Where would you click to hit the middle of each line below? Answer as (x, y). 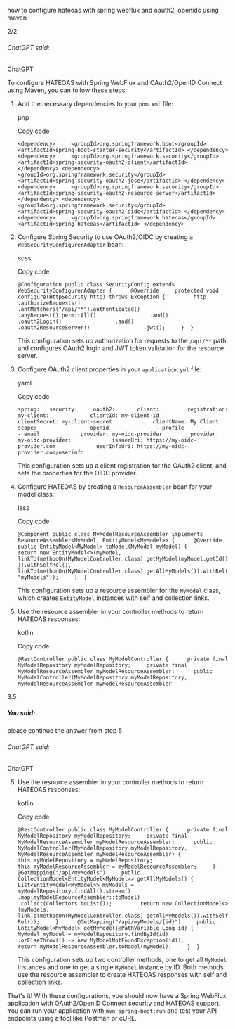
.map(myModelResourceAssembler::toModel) (79, 897)
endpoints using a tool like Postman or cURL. (72, 1018)
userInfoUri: (115, 447)
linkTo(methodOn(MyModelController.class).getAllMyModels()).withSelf (123, 916)
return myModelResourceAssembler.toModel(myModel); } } (109, 947)
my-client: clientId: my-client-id (88, 416)
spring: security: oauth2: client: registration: (123, 410)
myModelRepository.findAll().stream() (74, 891)
